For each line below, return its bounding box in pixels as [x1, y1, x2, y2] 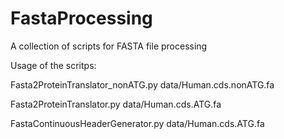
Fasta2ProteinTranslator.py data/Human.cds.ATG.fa [10, 98, 222, 110]
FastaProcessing [10, 7, 153, 30]
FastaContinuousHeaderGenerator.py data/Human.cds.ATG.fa [10, 117, 265, 129]
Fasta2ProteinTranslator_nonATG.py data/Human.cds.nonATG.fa [10, 78, 275, 91]
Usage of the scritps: [10, 59, 97, 71]
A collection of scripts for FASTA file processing [10, 40, 208, 52]
